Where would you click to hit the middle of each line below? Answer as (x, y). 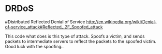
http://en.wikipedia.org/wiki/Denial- (122, 22)
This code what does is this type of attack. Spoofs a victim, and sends (75, 36)
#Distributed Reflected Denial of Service (45, 22)
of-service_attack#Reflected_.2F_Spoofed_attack (54, 27)
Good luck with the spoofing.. (34, 46)
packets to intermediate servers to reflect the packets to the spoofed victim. (81, 41)
